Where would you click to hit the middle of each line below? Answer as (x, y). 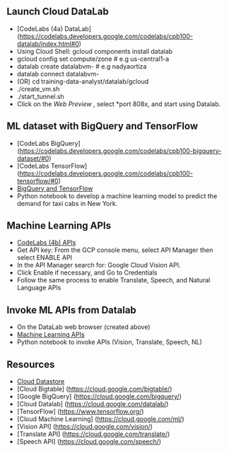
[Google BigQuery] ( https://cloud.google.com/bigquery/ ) (99, 396)
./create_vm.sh (38, 88)
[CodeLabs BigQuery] (48, 143)
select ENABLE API (44, 258)
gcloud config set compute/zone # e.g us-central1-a (93, 59)
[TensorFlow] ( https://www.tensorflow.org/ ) (80, 412)
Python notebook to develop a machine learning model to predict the (117, 196)
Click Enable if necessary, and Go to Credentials (87, 273)
